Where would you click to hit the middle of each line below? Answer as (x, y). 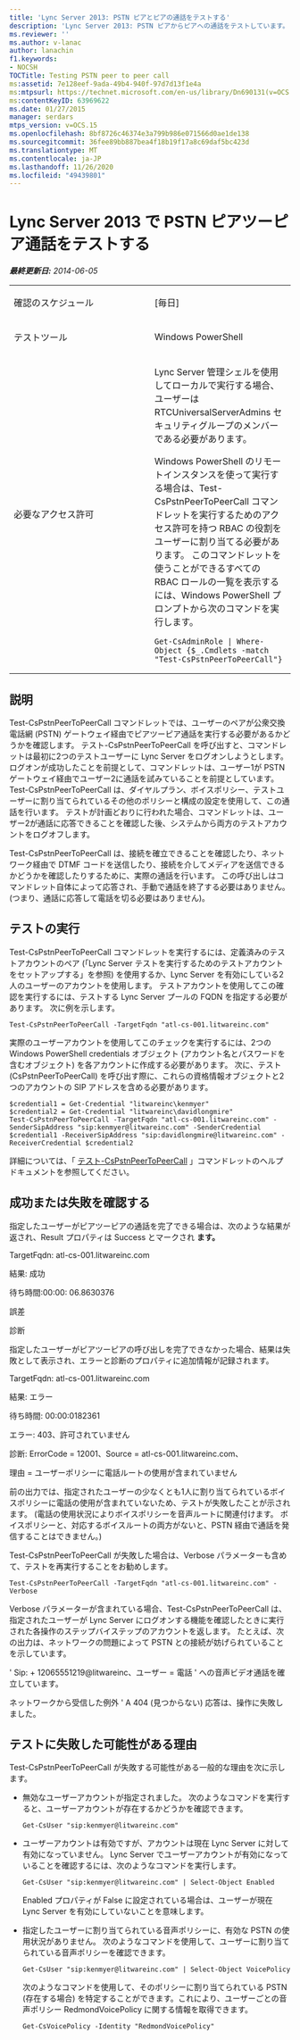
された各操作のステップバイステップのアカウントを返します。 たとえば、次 (147, 1631)
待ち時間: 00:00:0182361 (55, 1415)
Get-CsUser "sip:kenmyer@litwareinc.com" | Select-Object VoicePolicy (156, 1969)
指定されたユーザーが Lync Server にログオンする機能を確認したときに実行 (147, 1620)
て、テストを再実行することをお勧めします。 (91, 1566)
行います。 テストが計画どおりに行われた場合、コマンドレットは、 (146, 812)
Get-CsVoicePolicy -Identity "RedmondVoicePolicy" (118, 2027)
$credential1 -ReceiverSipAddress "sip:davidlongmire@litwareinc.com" (143, 1135)
